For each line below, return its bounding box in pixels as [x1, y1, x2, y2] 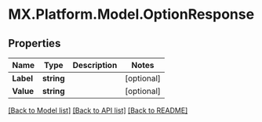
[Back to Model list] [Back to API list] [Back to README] [8, 106, 188, 115]
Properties [8, 37, 61, 50]
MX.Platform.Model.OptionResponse [8, 5, 255, 23]
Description [72, 60, 118, 70]
